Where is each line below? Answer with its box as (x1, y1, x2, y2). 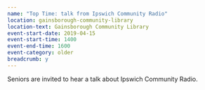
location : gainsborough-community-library (7, 17, 133, 24)
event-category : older (7, 50, 74, 57)
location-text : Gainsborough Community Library (7, 23, 150, 30)
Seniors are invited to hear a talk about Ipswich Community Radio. (7, 75, 198, 83)
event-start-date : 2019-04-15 (7, 29, 96, 37)
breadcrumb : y (7, 56, 49, 63)
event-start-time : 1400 (7, 36, 77, 43)
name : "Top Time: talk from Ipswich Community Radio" (7, 10, 168, 17)
